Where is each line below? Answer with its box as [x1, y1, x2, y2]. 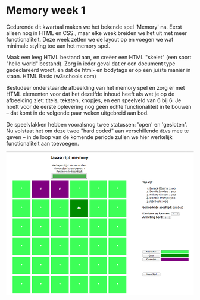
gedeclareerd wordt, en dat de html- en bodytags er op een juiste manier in [6, 66, 191, 73]
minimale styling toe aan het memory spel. [6, 42, 110, 49]
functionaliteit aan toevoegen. [6, 140, 79, 147]
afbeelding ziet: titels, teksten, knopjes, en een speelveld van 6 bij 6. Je [6, 96, 182, 104]
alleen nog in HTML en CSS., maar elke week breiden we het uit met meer [6, 29, 187, 36]
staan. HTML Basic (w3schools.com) [6, 72, 96, 80]
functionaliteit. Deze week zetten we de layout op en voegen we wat [6, 36, 174, 43]
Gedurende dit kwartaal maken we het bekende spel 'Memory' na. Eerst [6, 23, 183, 30]
